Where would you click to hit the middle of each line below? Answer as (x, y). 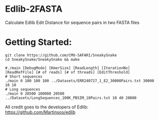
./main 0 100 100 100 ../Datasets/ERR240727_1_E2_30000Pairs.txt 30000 (79, 81)
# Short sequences (24, 77)
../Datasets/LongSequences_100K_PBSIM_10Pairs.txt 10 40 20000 (71, 98)
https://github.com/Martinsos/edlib (40, 112)
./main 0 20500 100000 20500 (35, 94)
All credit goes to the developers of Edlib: (47, 107)
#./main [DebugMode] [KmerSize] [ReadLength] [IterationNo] (68, 68)
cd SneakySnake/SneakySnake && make (42, 60)
